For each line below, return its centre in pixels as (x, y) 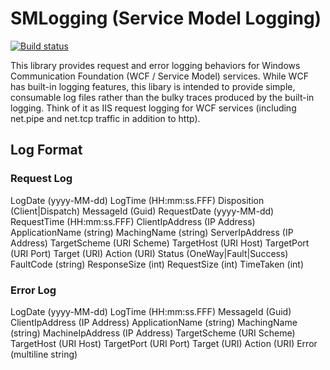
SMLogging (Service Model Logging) (166, 18)
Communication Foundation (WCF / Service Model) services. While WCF (159, 76)
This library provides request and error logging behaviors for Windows (155, 65)
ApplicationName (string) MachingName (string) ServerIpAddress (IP (152, 232)
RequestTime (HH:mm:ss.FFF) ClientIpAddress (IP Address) (133, 221)
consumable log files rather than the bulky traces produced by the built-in (162, 97)
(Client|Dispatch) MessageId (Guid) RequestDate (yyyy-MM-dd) (142, 211)
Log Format (46, 150)
